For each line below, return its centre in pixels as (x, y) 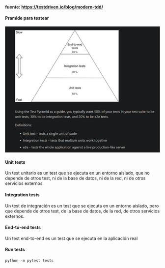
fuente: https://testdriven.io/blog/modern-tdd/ (54, 7)
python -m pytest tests (29, 261)
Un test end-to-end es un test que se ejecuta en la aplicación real (71, 238)
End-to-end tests (23, 227)
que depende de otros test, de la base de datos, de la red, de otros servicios (82, 211)
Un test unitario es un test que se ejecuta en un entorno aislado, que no (77, 173)
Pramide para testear (27, 18)
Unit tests (15, 162)
